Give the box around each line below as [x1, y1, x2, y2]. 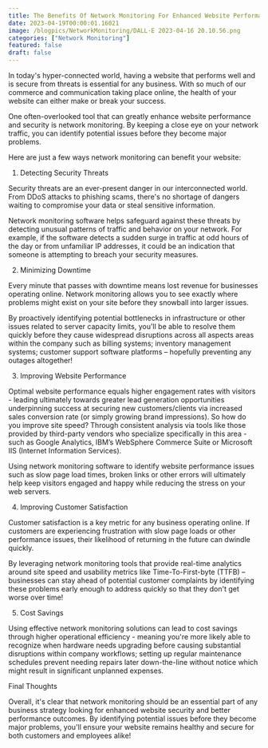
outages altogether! [8, 356, 73, 365]
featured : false [8, 42, 62, 49]
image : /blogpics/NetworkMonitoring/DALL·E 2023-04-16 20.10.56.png [8, 26, 241, 34]
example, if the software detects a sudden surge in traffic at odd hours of [8, 233, 249, 242]
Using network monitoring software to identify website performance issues [8, 461, 255, 471]
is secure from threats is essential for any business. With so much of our [8, 79, 246, 89]
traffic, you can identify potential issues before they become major [8, 129, 227, 138]
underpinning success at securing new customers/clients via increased [8, 404, 243, 413]
